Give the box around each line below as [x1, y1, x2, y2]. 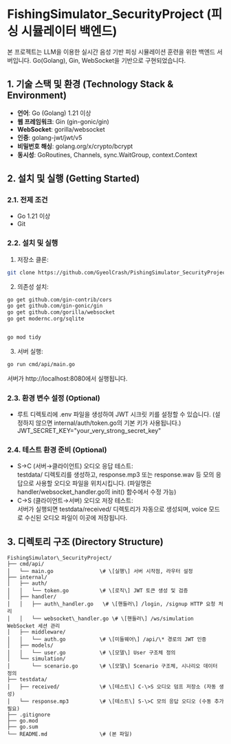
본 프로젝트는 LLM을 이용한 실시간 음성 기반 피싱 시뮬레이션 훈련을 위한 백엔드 [7, 48, 215, 56]
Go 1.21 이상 [16, 212, 51, 221]
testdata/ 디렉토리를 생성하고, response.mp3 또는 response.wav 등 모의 [16, 470, 214, 479]
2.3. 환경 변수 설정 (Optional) [7, 393, 101, 403]
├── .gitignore [7, 712, 51, 718]
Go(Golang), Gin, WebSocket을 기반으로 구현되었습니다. [32, 56, 186, 64]
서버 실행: [16, 347, 43, 355]
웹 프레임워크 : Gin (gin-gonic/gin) [16, 117, 110, 125]
